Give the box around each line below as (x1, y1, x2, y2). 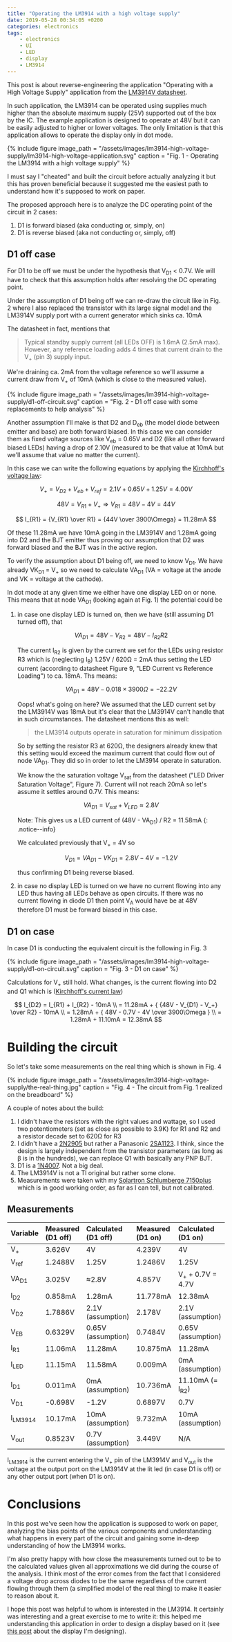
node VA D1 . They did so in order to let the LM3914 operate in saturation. (17, 756, 222, 766)
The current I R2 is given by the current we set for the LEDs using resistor (17, 646, 224, 656)
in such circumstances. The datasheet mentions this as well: (17, 714, 189, 723)
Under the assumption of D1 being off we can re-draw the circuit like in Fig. (7, 297, 221, 305)
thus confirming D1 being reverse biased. (17, 869, 135, 877)
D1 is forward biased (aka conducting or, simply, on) (17, 221, 166, 229)
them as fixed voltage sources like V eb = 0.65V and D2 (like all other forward (7, 434, 225, 445)
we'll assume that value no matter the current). (7, 451, 140, 459)
